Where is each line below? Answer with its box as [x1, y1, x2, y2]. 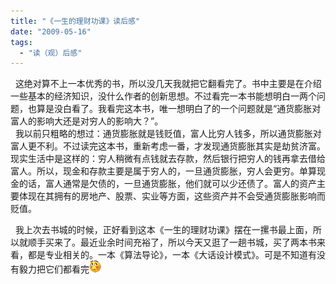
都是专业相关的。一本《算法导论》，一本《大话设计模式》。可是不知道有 [27, 249, 317, 261]
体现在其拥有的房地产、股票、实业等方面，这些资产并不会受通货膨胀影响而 [18, 190, 326, 202]
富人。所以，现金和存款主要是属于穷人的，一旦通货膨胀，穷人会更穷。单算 [10, 165, 317, 177]
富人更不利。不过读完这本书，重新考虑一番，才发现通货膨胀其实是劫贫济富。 [10, 140, 326, 152]
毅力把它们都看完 [18, 263, 90, 275]
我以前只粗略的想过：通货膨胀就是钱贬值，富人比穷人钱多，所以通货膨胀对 [14, 128, 322, 140]
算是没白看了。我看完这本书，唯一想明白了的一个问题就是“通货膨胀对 [36, 103, 322, 115]
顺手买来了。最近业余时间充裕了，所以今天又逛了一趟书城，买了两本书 [27, 236, 317, 249]
